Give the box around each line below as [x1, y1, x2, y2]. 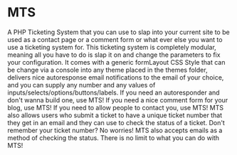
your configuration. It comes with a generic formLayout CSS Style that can [7, 58, 226, 66]
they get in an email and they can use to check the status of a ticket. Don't [7, 118, 226, 127]
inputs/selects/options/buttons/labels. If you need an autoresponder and [7, 88, 220, 97]
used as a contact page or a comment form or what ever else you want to [7, 35, 223, 43]
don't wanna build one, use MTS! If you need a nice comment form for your [7, 95, 228, 104]
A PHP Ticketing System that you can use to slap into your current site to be [7, 28, 230, 36]
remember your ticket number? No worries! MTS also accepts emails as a [7, 126, 223, 134]
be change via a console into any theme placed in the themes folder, [7, 65, 208, 74]
